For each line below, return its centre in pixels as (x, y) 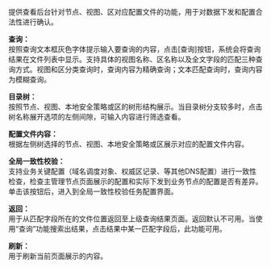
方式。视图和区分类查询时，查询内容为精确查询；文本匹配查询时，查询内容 (139, 69)
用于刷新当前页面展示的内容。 (58, 256)
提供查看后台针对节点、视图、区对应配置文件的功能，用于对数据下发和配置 (132, 12)
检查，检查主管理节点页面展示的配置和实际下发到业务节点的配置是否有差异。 (135, 181)
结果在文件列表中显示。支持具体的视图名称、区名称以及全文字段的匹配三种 (132, 59)
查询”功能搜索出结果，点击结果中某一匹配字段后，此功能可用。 (123, 229)
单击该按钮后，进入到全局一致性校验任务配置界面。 (93, 191)
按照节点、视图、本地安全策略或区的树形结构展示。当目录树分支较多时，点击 (135, 107)
